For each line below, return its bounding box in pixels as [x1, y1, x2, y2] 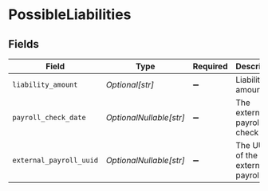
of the [235, 150, 258, 161]
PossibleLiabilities [8, 6, 132, 24]
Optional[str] [105, 80, 155, 90]
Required [192, 61, 228, 72]
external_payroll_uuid [12, 156, 98, 165]
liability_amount [12, 80, 78, 89]
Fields [8, 37, 40, 51]
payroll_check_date [12, 113, 86, 122]
